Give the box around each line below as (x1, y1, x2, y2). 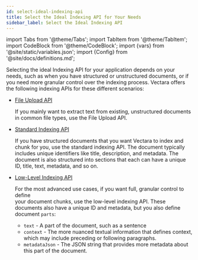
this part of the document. (23, 247, 87, 255)
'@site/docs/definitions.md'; (6, 54, 75, 62)
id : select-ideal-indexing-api (6, 8, 83, 15)
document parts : (14, 211, 56, 218)
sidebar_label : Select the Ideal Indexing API (6, 20, 123, 25)
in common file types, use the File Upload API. (14, 114, 128, 121)
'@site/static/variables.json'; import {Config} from (6, 49, 128, 56)
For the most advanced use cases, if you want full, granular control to (14, 185, 184, 192)
